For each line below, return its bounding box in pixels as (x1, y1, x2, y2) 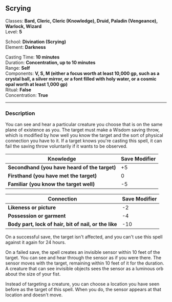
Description (5, 110, 35, 117)
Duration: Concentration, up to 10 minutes (5, 59, 96, 66)
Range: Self (5, 65, 30, 71)
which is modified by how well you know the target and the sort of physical (5, 132, 163, 138)
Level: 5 (5, 28, 22, 35)
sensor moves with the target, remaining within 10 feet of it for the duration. (5, 260, 164, 266)
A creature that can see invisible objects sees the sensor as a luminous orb (5, 266, 164, 272)
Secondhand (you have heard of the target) (8, 164, 116, 171)
